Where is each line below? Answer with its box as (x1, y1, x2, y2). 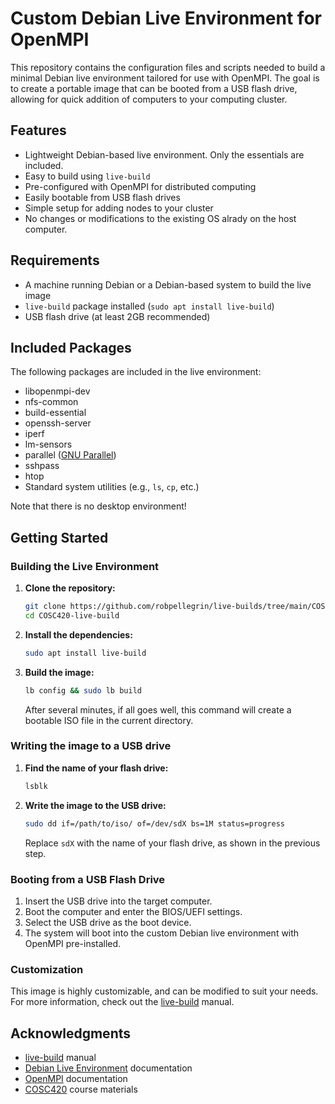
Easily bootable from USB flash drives (24, 191, 181, 203)
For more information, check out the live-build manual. (10, 996, 235, 1008)
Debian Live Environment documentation (24, 1062, 193, 1074)
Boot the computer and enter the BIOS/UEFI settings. (24, 905, 243, 917)
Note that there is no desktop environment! (10, 500, 187, 512)
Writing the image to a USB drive (10, 739, 172, 753)
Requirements (10, 252, 100, 269)
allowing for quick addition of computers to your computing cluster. (10, 93, 288, 105)
